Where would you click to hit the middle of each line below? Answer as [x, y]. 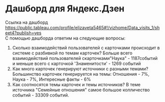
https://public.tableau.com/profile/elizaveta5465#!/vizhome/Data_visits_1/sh [82, 27]
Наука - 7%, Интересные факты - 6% [52, 79]
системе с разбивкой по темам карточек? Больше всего [72, 53]
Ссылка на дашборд [27, 22]
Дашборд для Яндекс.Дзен [65, 9]
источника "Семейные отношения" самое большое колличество [81, 90]
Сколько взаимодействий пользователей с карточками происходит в [86, 48]
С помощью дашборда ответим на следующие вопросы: [65, 38]
